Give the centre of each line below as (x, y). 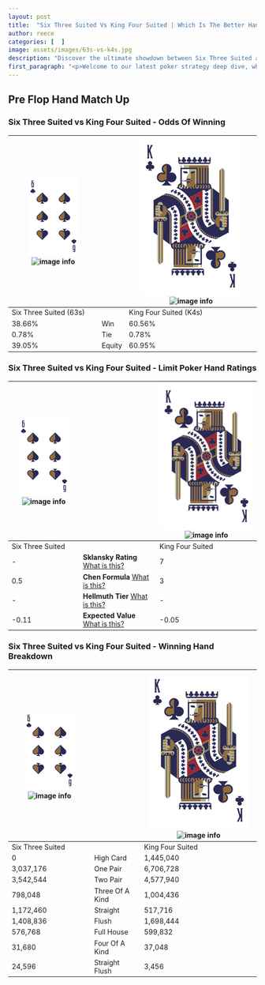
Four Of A (110, 943)
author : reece (32, 33)
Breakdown (30, 656)
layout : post (30, 17)
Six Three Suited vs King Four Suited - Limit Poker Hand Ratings (132, 368)
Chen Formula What (116, 577)
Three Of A (112, 891)
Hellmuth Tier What (115, 596)
